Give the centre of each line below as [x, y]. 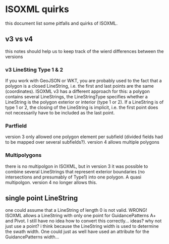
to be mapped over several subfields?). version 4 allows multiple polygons [82, 142]
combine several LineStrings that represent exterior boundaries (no [75, 171]
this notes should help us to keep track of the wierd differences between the [84, 51]
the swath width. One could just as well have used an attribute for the [77, 232]
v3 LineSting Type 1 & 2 [34, 70]
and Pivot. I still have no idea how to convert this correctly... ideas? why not [83, 221]
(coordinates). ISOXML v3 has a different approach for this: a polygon [77, 91]
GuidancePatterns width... [32, 237]
